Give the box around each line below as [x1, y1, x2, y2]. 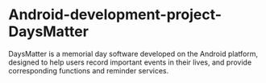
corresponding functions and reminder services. [8, 65, 169, 75]
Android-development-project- [8, 6, 222, 24]
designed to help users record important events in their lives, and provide [8, 57, 252, 67]
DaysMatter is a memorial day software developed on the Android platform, [8, 49, 258, 58]
